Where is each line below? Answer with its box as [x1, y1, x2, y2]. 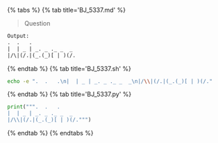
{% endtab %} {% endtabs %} [7, 129, 94, 137]
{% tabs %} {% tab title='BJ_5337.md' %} [7, 6, 126, 14]
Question [24, 19, 51, 27]
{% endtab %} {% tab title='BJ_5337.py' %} [7, 90, 132, 99]
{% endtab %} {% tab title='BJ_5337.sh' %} [7, 64, 132, 73]
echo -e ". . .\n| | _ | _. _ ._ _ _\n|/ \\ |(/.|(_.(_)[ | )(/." [7, 77, 213, 85]
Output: [7, 32, 30, 39]
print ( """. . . [7, 104, 60, 111]
